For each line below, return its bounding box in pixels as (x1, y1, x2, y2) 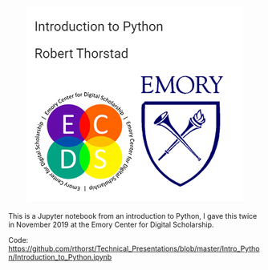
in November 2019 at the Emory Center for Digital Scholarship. (8, 220, 214, 229)
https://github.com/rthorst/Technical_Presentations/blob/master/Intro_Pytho (8, 244, 260, 253)
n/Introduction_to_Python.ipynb (8, 252, 112, 262)
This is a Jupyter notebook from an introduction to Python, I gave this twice (8, 212, 258, 220)
